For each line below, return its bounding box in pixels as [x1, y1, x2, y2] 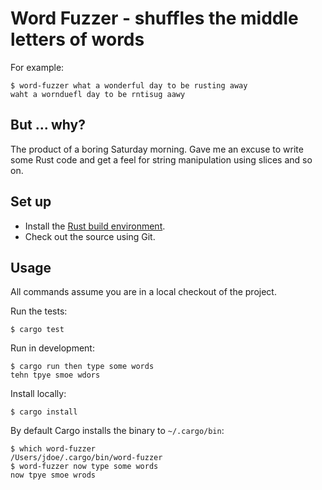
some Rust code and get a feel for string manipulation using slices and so [10, 153, 313, 166]
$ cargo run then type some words [10, 362, 155, 372]
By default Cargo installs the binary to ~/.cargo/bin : [10, 425, 225, 437]
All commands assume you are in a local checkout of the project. [10, 286, 277, 298]
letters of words [10, 28, 145, 51]
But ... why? [10, 117, 86, 134]
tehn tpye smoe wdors [10, 370, 101, 381]
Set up [10, 193, 52, 211]
